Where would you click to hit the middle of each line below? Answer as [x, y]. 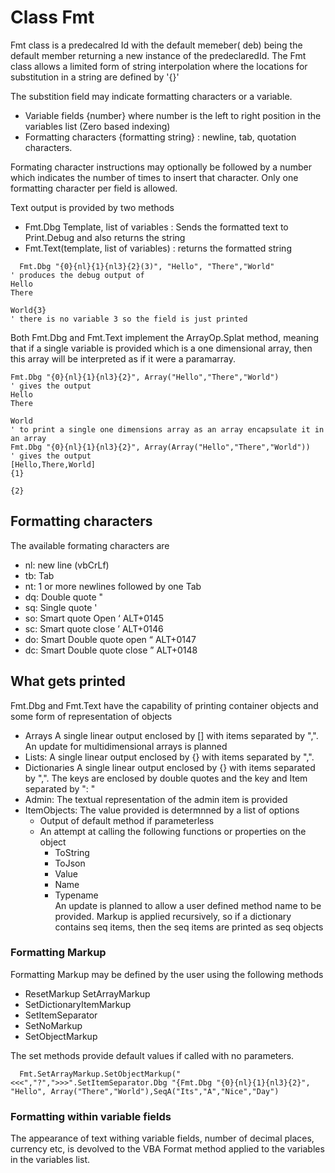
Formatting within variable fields [91, 1116]
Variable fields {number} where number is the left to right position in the [173, 115]
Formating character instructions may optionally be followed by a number [161, 167]
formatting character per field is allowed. [94, 188]
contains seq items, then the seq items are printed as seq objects [189, 927]
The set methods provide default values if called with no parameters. [152, 1055]
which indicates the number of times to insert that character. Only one [154, 177]
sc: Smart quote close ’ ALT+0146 [94, 628]
